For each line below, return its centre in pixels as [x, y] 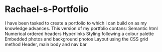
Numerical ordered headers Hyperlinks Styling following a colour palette [79, 33]
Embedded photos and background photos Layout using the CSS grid [76, 39]
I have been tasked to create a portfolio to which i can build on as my [76, 23]
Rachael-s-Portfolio [47, 9]
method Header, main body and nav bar [46, 44]
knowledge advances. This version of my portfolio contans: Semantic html [81, 28]
